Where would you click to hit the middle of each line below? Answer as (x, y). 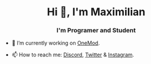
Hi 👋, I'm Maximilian (96, 12)
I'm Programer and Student (96, 31)
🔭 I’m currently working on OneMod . (56, 43)
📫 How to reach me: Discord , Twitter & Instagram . (73, 55)
